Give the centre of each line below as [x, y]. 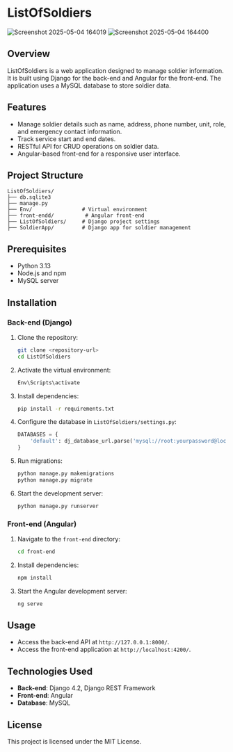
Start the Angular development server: [72, 591]
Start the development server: [60, 493]
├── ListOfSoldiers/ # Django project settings [83, 222]
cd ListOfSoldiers [44, 357]
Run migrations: [40, 461]
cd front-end [36, 551]
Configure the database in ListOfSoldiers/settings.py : [97, 422]
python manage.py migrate [55, 480]
